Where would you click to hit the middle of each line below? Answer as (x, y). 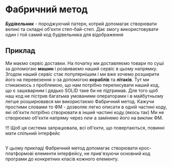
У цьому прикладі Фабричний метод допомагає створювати (71, 148)
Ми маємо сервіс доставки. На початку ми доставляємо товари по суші (85, 63)
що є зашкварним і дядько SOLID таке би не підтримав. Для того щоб (82, 90)
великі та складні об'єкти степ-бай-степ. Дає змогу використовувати (82, 29)
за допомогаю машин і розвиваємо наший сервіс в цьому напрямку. (81, 68)
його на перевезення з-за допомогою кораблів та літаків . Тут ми (77, 79)
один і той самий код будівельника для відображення (64, 34)
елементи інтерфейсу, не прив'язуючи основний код (92, 154)
